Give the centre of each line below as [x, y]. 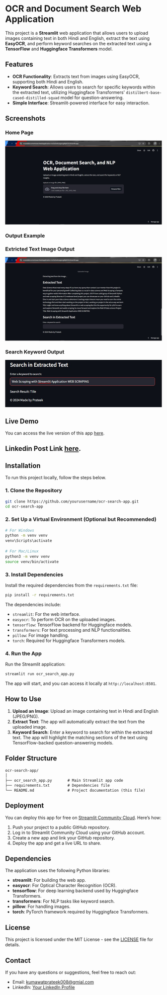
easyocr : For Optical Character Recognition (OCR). [64, 886]
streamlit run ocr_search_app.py [40, 674]
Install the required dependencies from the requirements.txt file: [72, 585]
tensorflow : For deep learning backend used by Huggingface [75, 891]
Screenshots [25, 119]
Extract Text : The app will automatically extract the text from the [79, 722]
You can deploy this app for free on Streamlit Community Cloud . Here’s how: [83, 818]
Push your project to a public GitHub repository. [61, 827]
